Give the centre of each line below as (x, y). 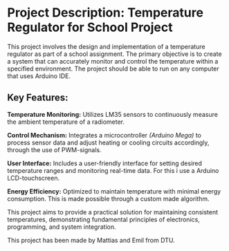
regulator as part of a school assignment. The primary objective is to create (115, 54)
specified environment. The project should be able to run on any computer (113, 68)
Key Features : (38, 98)
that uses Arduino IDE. (39, 76)
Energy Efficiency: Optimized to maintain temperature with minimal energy (114, 191)
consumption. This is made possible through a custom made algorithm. (108, 198)
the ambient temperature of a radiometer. (66, 122)
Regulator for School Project (90, 27)
